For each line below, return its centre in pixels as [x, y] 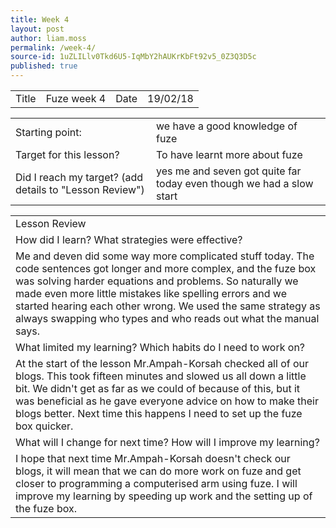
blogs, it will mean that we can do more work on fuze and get [158, 471]
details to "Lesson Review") [80, 189]
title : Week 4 [40, 19]
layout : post [37, 29]
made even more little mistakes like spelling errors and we [151, 293]
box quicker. [44, 426]
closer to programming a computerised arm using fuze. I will [156, 483]
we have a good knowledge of [226, 126]
